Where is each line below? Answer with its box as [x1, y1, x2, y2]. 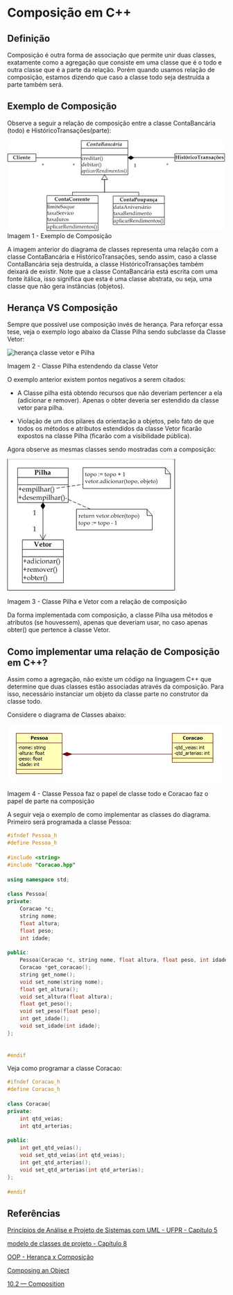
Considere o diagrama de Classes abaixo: [7, 711, 126, 719]
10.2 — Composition [7, 1280, 64, 1288]
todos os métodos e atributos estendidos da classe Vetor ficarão [17, 425, 202, 433]
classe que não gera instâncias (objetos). [7, 282, 125, 290]
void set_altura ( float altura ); [19, 993, 113, 1000]
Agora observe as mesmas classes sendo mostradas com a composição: [7, 446, 216, 454]
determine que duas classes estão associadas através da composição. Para [7, 682, 224, 691]
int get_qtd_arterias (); [19, 1159, 92, 1167]
